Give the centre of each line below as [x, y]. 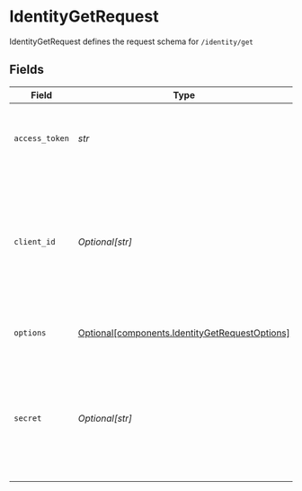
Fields [27, 70]
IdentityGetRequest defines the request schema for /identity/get [132, 41]
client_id [35, 241]
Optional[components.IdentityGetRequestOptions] [184, 333]
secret [28, 418]
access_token [42, 138]
